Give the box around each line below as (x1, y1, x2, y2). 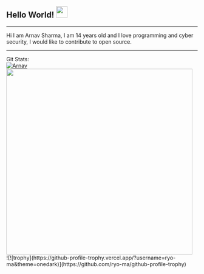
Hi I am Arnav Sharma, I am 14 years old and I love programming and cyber (6, 32, 194, 39)
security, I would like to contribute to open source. (6, 38, 132, 45)
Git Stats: (6, 55, 29, 62)
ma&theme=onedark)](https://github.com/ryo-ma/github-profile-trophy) (6, 260, 186, 267)
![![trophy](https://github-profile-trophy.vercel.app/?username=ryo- (6, 254, 176, 261)
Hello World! (6, 10, 55, 20)
